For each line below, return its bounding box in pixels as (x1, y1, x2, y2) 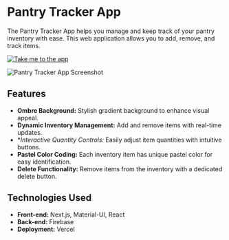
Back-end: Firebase (17, 217, 74, 226)
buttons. (17, 142, 41, 151)
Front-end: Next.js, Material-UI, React (17, 210, 125, 219)
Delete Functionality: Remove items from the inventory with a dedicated (17, 164, 223, 173)
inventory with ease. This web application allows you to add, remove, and (7, 34, 215, 42)
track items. (7, 41, 41, 50)
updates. (17, 128, 43, 136)
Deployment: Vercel (17, 225, 75, 233)
